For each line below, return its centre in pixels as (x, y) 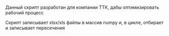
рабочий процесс (25, 13)
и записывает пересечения (35, 28)
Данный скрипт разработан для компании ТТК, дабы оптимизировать (82, 7)
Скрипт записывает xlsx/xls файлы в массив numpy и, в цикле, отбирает (84, 23)
